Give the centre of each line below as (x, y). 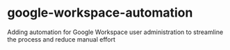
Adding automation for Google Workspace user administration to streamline (115, 32)
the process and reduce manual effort (61, 39)
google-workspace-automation (100, 13)
